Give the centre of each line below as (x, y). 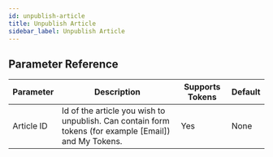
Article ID (30, 126)
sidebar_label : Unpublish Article (67, 31)
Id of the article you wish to (113, 111)
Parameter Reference (64, 64)
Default (246, 92)
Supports (202, 87)
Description (117, 92)
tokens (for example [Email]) (116, 131)
